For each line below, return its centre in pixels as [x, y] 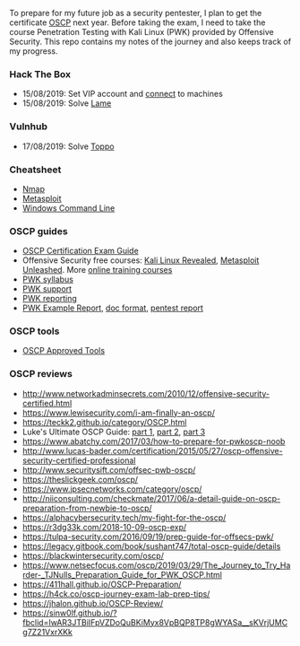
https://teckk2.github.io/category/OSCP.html [104, 422]
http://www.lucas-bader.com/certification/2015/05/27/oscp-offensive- [153, 450]
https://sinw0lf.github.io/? [70, 613]
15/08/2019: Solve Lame [67, 103]
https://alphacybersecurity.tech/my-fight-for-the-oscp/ [124, 517]
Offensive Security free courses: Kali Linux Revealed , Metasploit [141, 260]
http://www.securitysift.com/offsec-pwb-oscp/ [109, 469]
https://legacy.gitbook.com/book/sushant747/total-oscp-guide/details [151, 546]
